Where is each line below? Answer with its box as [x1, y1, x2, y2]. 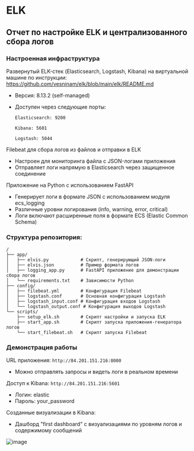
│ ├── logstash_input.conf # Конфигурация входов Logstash [6, 298, 161, 304]
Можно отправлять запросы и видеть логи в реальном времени [14, 369, 179, 376]
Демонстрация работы [6, 344, 78, 352]
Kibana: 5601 [14, 125, 47, 131]
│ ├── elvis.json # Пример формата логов [6, 262, 139, 268]
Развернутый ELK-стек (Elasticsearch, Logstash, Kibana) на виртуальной [6, 68, 189, 75]
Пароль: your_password [14, 398, 75, 405]
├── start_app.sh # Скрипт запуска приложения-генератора [17, 319, 182, 325]
